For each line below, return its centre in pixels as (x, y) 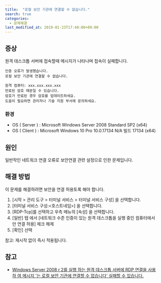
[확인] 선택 (22, 230)
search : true (18, 14)
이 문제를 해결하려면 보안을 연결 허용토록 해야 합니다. (55, 189)
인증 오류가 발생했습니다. (27, 71)
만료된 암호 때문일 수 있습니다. (32, 91)
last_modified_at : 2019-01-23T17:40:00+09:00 (52, 28)
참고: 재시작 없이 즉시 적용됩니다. (36, 240)
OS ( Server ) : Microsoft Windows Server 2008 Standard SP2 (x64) (80, 125)
